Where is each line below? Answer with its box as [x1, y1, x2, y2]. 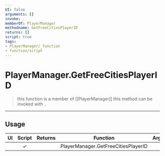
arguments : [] [5, 12, 34, 17]
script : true [5, 35, 32, 40]
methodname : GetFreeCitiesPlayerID [5, 26, 78, 30]
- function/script [5, 48, 43, 53]
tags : [5, 39, 16, 44]
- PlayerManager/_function [5, 44, 60, 49]
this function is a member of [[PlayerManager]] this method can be [17, 96, 153, 102]
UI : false [5, 7, 26, 12]
